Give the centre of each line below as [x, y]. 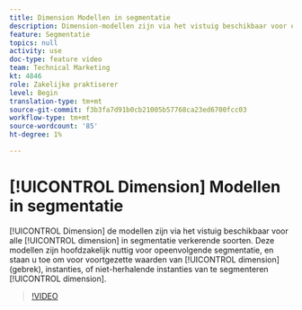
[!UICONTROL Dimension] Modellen [145, 187]
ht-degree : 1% [36, 135]
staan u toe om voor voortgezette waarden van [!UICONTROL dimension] [145, 259]
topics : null [34, 43]
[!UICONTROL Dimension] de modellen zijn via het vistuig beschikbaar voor [149, 231]
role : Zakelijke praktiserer [64, 84]
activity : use [36, 51]
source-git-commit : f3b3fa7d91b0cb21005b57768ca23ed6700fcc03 [128, 110]
